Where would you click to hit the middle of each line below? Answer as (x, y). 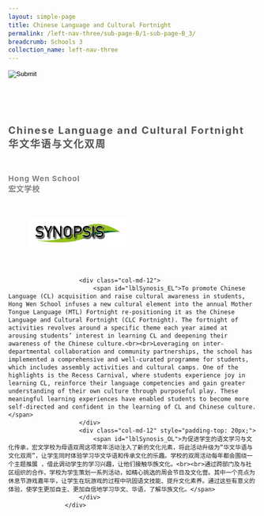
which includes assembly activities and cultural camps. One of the (123, 367)
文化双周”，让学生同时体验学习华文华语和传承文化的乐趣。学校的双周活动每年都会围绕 (128, 456)
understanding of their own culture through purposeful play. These (123, 391)
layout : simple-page (42, 17)
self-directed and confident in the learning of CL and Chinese (116, 407)
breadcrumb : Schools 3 (45, 42)
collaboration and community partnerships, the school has (153, 352)
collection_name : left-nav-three (63, 50)
